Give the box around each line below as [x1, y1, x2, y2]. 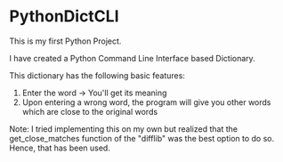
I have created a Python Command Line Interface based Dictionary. [9, 53, 255, 63]
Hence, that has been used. [9, 142, 111, 153]
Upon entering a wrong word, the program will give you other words [21, 96, 271, 108]
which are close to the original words [21, 106, 158, 117]
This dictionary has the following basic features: [9, 69, 185, 81]
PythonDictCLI [9, 6, 119, 27]
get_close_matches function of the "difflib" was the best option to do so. [9, 133, 274, 143]
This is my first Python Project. [9, 36, 122, 46]
